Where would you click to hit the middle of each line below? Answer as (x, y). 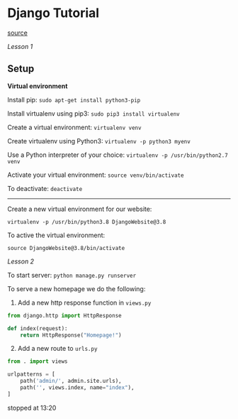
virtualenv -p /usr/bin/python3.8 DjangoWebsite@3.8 (87, 222)
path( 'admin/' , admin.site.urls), (71, 381)
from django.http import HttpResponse (64, 315)
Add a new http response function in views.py (84, 303)
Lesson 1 (20, 46)
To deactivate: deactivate (45, 188)
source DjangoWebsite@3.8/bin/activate (66, 248)
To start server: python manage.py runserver (72, 275)
